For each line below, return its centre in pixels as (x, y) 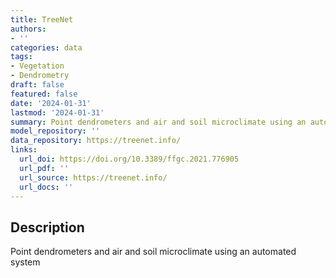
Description (47, 227)
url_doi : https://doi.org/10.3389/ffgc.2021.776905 (129, 159)
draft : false (37, 85)
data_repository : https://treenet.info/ (96, 141)
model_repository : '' (55, 131)
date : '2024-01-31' (51, 103)
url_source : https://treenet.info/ (93, 177)
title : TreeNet (42, 19)
